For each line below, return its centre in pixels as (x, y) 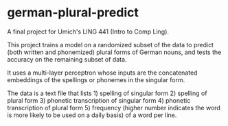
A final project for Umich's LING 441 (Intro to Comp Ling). (88, 32)
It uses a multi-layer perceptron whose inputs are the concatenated (102, 73)
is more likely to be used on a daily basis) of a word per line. (92, 115)
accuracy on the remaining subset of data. (67, 59)
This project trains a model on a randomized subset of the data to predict (111, 45)
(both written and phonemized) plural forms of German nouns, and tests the (114, 52)
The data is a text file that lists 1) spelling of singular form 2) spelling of (107, 93)
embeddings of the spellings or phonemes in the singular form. (96, 79)
